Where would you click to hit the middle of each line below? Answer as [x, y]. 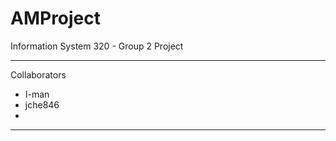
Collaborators [38, 74]
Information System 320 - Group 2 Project [97, 46]
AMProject [56, 18]
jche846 [42, 104]
